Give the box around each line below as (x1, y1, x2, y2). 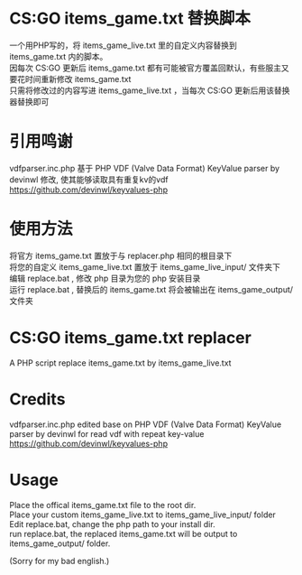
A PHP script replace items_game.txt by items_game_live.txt (9, 357, 232, 368)
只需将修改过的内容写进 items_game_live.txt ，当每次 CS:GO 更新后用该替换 (9, 85, 290, 96)
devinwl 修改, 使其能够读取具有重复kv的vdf (9, 173, 169, 185)
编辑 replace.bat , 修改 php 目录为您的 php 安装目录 (9, 273, 201, 283)
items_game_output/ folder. (9, 538, 111, 549)
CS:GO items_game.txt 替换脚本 (9, 8, 251, 29)
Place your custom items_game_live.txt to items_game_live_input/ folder (9, 509, 277, 520)
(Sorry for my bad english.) (9, 555, 110, 566)
